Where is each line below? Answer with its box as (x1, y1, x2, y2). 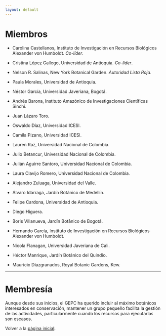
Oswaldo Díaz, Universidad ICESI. (12, 122, 81, 128)
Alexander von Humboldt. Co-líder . (12, 50, 84, 56)
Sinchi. (12, 103, 27, 109)
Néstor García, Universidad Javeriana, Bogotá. (12, 88, 107, 94)
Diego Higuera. (12, 209, 43, 214)
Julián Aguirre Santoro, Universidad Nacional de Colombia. (12, 161, 132, 167)
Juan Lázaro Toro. (12, 113, 49, 119)
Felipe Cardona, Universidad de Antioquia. (12, 199, 99, 205)
